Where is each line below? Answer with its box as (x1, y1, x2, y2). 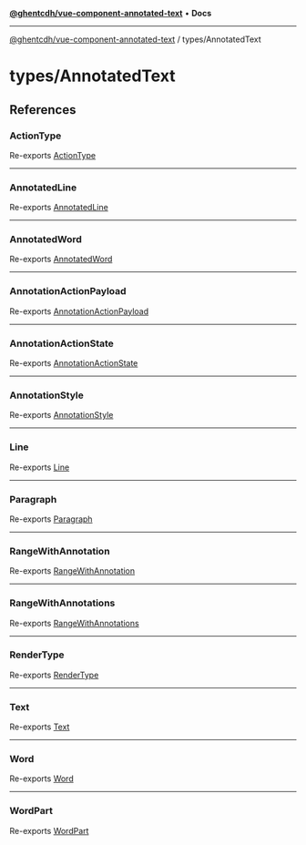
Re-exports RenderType (9, 669, 99, 680)
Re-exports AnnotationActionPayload (9, 305, 149, 317)
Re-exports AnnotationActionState (9, 358, 138, 369)
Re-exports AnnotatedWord (9, 254, 113, 265)
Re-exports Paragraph (9, 514, 93, 524)
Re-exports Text (9, 721, 70, 732)
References (9, 102, 76, 117)
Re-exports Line (9, 462, 70, 473)
